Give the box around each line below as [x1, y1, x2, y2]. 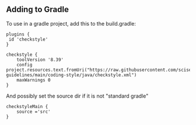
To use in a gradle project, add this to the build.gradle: [6, 20, 136, 27]
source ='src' [16, 109, 51, 115]
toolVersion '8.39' [16, 56, 64, 63]
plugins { [6, 31, 30, 37]
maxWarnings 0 [16, 77, 51, 83]
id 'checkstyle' [8, 36, 48, 42]
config [16, 62, 33, 67]
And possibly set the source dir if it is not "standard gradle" [6, 92, 149, 99]
